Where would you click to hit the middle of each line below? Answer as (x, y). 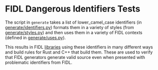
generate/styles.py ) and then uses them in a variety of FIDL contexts (74, 32)
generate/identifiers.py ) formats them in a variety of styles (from (70, 27)
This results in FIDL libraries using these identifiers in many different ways (79, 47)
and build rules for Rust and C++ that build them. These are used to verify (79, 52)
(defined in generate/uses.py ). (35, 38)
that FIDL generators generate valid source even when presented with (75, 57)
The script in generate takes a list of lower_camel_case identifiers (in (73, 22)
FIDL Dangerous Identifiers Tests (73, 9)
